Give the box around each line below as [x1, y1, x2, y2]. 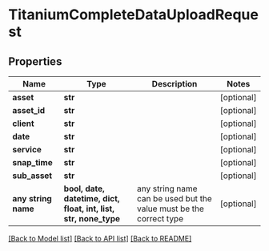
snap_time [12, 157, 54, 168]
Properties [8, 55, 62, 68]
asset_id [12, 105, 46, 115]
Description [151, 79, 198, 89]
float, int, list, [63, 203, 114, 214]
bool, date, [63, 183, 106, 194]
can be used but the [137, 193, 212, 204]
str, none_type [63, 213, 121, 224]
